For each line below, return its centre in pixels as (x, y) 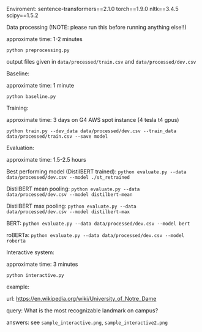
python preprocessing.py (38, 50)
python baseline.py (31, 97)
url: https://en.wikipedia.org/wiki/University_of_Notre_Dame (81, 299)
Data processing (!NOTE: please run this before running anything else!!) (96, 27)
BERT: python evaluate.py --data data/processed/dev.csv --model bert (98, 223)
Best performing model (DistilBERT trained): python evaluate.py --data (96, 172)
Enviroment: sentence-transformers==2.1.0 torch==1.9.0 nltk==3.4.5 (92, 9)
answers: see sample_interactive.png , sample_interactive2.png (87, 322)
